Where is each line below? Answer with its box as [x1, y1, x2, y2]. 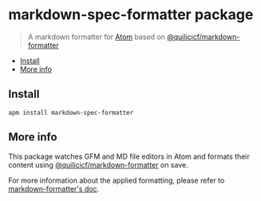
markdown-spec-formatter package [8, 6, 254, 24]
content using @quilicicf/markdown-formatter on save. [8, 160, 189, 169]
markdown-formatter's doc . [8, 183, 100, 193]
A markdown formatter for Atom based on [27, 32, 166, 41]
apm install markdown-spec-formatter [8, 108, 134, 116]
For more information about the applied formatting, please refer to [8, 175, 225, 185]
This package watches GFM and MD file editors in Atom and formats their [8, 152, 250, 161]
